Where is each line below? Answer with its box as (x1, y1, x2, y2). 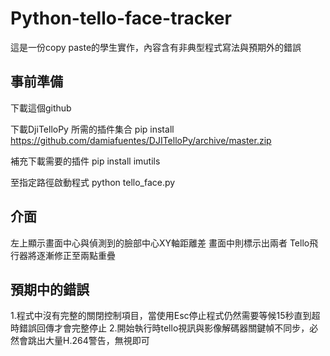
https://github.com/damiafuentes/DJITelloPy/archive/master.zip (10, 134, 272, 146)
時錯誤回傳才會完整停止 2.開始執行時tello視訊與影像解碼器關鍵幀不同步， (10, 322, 310, 334)
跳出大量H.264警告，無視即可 (27, 335, 150, 347)
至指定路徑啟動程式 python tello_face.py (10, 176, 176, 188)
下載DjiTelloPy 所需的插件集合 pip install (10, 123, 175, 135)
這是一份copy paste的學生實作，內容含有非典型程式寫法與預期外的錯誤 (10, 41, 302, 53)
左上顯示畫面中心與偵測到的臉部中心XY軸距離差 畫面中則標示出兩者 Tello (10, 237, 310, 249)
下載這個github (10, 102, 72, 114)
